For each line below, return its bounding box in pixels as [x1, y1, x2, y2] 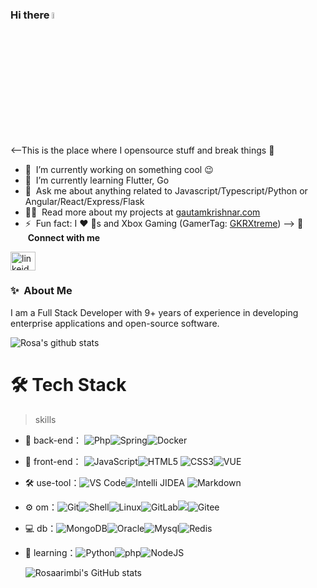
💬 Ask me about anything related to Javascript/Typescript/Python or [24, 184, 308, 197]
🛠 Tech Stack [10, 374, 127, 397]
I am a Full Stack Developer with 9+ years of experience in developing [10, 306, 299, 318]
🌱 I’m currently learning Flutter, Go [24, 174, 170, 186]
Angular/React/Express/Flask [24, 195, 145, 207]
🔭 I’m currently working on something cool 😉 [24, 163, 214, 175]
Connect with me [27, 231, 101, 243]
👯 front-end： [24, 455, 82, 467]
